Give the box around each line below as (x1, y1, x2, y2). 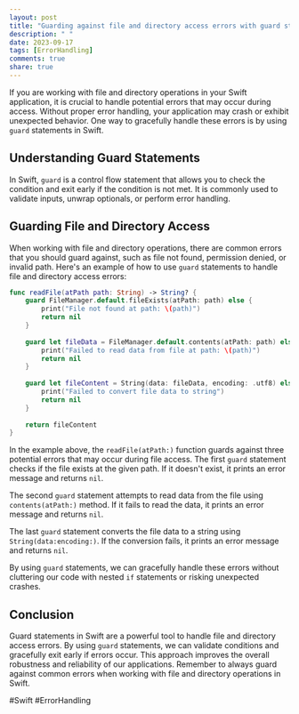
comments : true (9, 54, 66, 63)
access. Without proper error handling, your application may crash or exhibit (9, 106, 289, 116)
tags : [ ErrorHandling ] (9, 46, 93, 55)
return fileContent (25, 420, 98, 429)
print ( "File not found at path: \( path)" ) (41, 304, 201, 314)
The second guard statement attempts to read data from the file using (9, 490, 264, 501)
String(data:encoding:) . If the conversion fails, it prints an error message (9, 535, 279, 547)
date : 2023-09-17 (9, 37, 74, 47)
